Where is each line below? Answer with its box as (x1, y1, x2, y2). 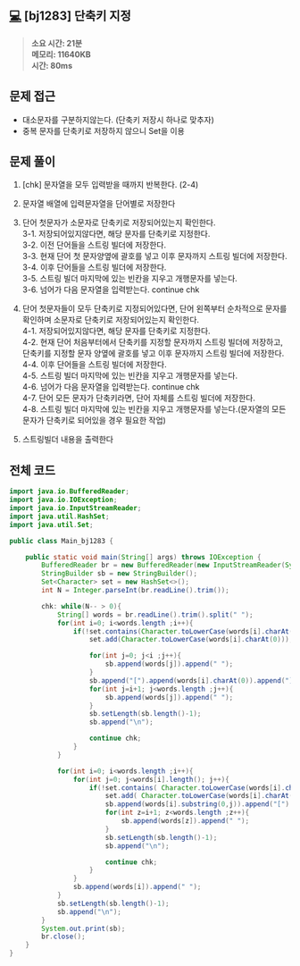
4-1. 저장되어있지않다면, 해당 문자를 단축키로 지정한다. (21, 325, 212, 337)
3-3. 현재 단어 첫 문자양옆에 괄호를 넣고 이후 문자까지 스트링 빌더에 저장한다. (21, 251, 287, 262)
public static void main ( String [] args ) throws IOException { (25, 552, 262, 561)
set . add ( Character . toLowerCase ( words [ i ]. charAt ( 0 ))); (88, 635, 294, 644)
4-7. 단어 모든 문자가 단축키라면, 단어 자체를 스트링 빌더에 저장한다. (21, 392, 256, 404)
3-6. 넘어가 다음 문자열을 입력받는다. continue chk (21, 284, 200, 295)
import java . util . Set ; (9, 520, 94, 529)
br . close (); (41, 932, 87, 941)
